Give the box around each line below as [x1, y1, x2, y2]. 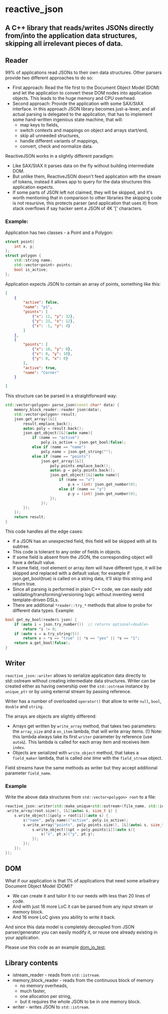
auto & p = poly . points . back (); [49, 468, 115, 473]
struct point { [5, 239, 35, 244]
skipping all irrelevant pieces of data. [5, 39, 123, 48]
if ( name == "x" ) [58, 477, 95, 483]
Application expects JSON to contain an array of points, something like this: [5, 281, 161, 287]
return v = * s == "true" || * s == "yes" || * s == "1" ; [23, 636, 140, 641]
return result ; [14, 515, 46, 520]
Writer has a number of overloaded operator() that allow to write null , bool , [5, 698, 161, 704]
